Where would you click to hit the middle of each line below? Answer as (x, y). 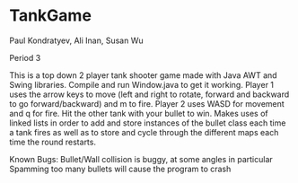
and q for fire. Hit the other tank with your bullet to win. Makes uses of (139, 113)
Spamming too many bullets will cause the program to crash (120, 169)
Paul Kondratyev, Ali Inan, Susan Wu (76, 40)
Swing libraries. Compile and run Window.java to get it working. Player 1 (142, 84)
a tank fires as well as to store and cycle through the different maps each (144, 132)
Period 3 (25, 57)
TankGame (51, 16)
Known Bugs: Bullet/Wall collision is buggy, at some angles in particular (141, 159)
